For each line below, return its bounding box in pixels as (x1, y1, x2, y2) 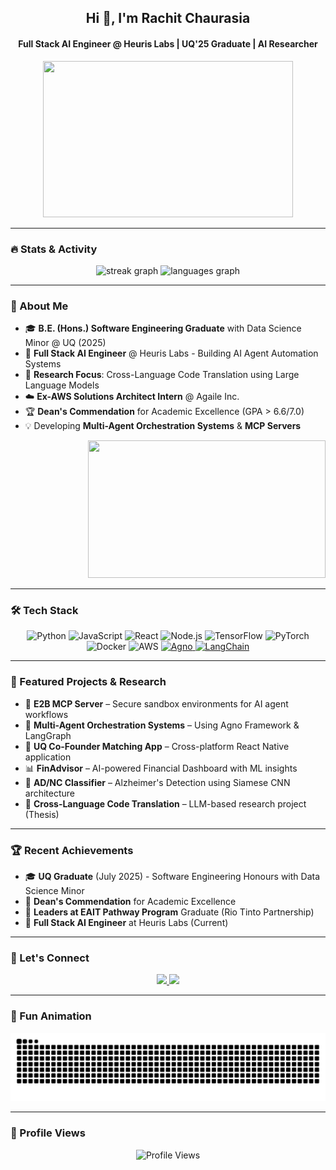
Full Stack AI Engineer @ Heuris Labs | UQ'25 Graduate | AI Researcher (18, 37, 318, 50)
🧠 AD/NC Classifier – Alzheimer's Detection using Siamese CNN (24, 776, 291, 788)
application (24, 751, 72, 763)
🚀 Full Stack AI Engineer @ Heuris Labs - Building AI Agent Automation (24, 347, 319, 360)
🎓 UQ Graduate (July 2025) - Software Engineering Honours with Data (24, 871, 321, 883)
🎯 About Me (10, 299, 69, 313)
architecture (24, 787, 76, 799)
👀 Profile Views (10, 1126, 86, 1140)
